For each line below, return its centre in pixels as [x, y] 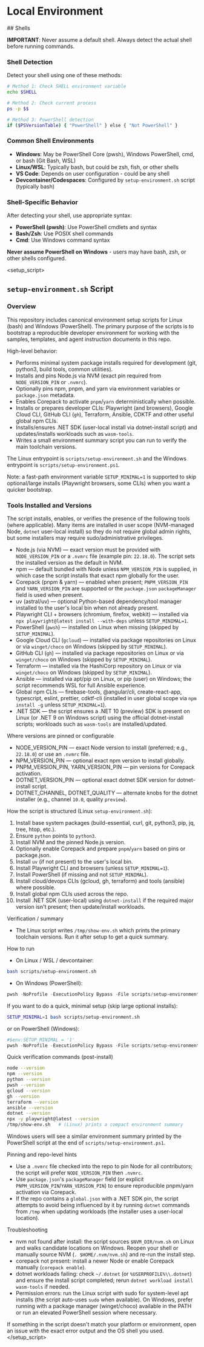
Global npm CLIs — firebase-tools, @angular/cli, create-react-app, [99, 692]
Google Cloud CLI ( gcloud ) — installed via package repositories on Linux [106, 640]
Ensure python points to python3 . [56, 836]
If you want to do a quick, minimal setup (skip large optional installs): [92, 1006]
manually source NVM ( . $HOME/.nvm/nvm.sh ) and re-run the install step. [105, 1255]
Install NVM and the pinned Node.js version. [71, 842]
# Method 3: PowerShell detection [51, 120]
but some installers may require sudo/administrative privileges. [85, 538]
